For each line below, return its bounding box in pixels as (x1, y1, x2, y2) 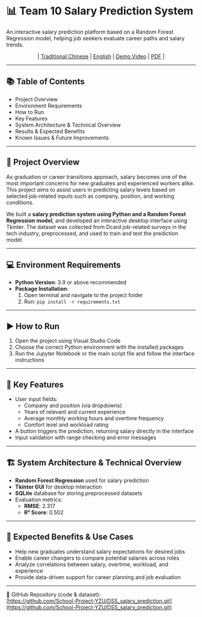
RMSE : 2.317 (23, 502, 55, 509)
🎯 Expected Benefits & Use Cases (6, 532, 133, 542)
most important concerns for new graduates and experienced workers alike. (6, 180, 195, 187)
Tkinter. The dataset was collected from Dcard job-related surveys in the (6, 223, 186, 230)
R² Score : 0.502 (23, 509, 64, 516)
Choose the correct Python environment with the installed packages (14, 343, 184, 351)
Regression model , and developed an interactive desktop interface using (6, 217, 188, 224)
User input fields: (14, 395, 58, 402)
